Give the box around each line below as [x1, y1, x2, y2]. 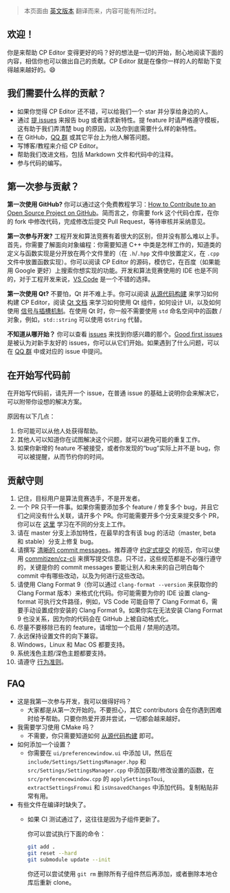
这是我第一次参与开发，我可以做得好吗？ [16, 697, 132, 705]
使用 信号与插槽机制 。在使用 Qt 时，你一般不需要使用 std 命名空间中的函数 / [7, 307, 222, 315]
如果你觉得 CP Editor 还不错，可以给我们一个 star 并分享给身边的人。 [16, 107, 212, 116]
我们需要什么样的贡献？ [7, 87, 106, 99]
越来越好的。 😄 [12, 65, 56, 74]
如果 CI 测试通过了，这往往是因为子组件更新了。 [27, 815, 163, 823]
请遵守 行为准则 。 [16, 658, 67, 666]
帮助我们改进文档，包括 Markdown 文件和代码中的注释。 [16, 150, 177, 158]
